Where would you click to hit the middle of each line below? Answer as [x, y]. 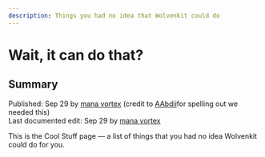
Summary [33, 84]
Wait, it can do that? [76, 55]
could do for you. [37, 144]
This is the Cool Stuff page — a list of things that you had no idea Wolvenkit [133, 135]
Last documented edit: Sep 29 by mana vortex [84, 120]
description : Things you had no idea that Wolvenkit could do [114, 16]
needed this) [29, 112]
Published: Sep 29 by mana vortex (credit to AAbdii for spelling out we [123, 104]
